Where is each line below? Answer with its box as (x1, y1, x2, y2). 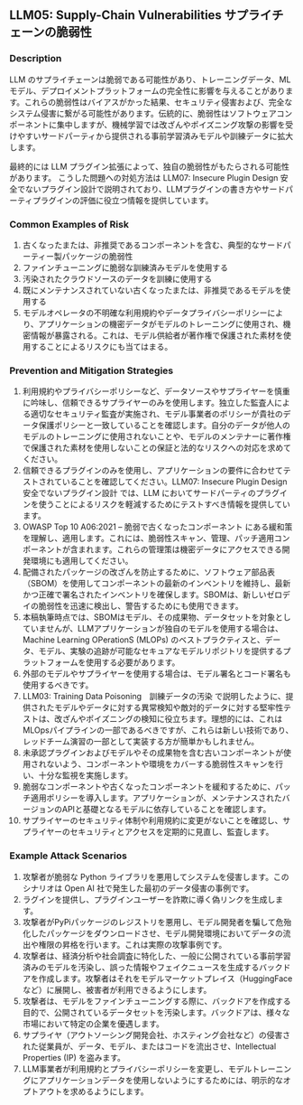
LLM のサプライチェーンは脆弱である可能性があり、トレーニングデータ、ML (9, 74, 291, 85)
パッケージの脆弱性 (61, 250, 133, 261)
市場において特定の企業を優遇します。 (22, 1018, 164, 1029)
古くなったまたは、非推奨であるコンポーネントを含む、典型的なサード (22, 239, 284, 250)
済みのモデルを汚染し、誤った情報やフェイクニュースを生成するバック (22, 961, 283, 972)
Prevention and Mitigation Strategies (9, 364, 174, 377)
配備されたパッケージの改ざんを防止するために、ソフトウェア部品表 (22, 567, 276, 577)
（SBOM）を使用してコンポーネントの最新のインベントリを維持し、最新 (22, 578, 291, 589)
